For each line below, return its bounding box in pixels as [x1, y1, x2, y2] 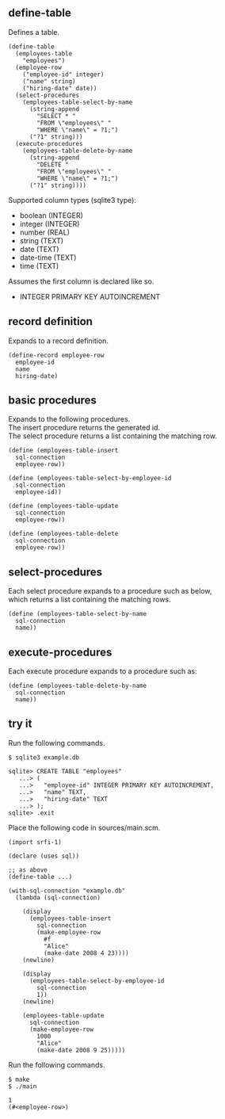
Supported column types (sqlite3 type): [8, 195, 137, 204]
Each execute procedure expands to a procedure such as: [8, 666, 197, 676]
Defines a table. [8, 27, 60, 36]
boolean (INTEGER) [19, 210, 83, 220]
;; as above [8, 865, 48, 874]
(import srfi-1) [8, 838, 62, 846]
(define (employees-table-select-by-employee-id [8, 475, 172, 483]
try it [8, 717, 32, 731]
